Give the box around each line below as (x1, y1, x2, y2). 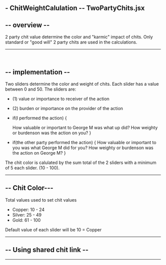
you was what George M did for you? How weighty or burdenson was (12, 145, 154, 151)
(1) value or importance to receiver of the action (12, 96, 110, 102)
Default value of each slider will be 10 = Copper (5, 226, 102, 232)
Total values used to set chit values (5, 197, 77, 203)
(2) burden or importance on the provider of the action (12, 106, 124, 111)
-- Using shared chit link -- (5, 246, 89, 254)
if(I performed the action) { (12, 115, 67, 121)
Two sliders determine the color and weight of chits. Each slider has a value (5, 81, 159, 87)
